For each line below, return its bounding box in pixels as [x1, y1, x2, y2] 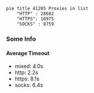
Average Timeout [6, 49, 50, 56]
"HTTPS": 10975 [17, 16, 54, 22]
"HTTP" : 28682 [17, 11, 54, 17]
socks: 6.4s [14, 82, 43, 89]
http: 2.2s [14, 69, 38, 76]
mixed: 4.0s [14, 63, 43, 70]
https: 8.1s [14, 75, 40, 82]
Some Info [6, 34, 37, 43]
